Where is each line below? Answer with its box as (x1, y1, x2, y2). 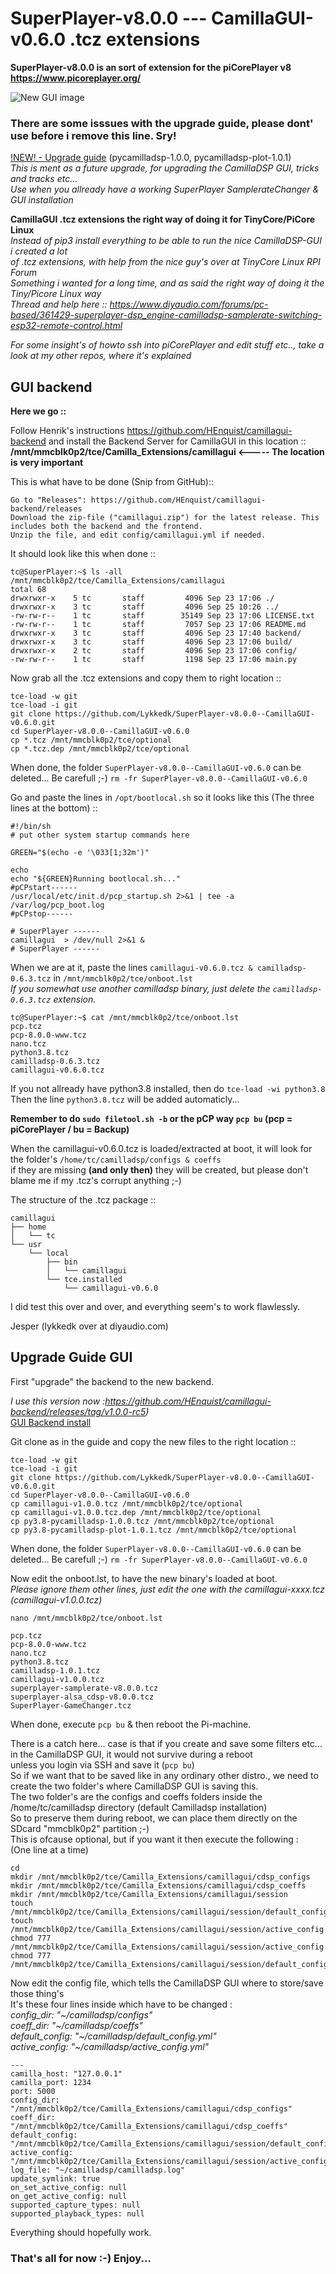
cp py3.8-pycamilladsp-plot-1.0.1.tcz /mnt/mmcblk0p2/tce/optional (10, 1525, 298, 1535)
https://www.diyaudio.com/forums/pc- (109, 298, 269, 311)
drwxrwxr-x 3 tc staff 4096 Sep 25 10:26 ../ (10, 602, 280, 612)
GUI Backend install (10, 1416, 92, 1428)
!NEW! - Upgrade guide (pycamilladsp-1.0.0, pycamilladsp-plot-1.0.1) (10, 152, 292, 164)
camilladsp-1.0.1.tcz (10, 1665, 101, 1676)
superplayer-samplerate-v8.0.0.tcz (10, 1683, 159, 1693)
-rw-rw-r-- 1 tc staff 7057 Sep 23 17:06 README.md (10, 620, 307, 630)
